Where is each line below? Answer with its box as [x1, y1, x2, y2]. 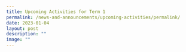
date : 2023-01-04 [6, 20, 50, 26]
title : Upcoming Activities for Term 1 [6, 8, 106, 15]
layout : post [6, 25, 39, 32]
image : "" [6, 36, 31, 42]
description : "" [6, 31, 47, 37]
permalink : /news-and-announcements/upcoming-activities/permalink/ [6, 14, 181, 20]
